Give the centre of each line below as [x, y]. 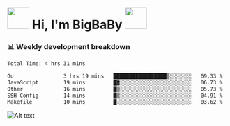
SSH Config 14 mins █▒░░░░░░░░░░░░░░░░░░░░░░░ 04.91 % [115, 96]
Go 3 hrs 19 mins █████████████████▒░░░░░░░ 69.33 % [115, 76]
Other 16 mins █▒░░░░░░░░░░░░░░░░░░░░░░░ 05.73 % [115, 89]
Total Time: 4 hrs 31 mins [46, 64]
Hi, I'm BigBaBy [77, 25]
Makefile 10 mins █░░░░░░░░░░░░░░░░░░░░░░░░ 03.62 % [115, 102]
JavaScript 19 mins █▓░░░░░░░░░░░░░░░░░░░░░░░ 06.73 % [115, 83]
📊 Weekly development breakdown [69, 47]
